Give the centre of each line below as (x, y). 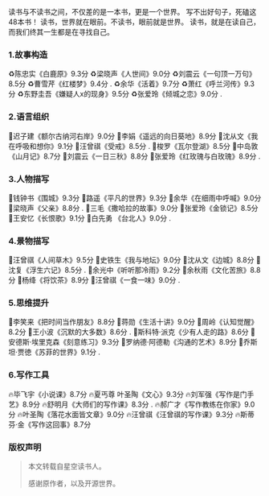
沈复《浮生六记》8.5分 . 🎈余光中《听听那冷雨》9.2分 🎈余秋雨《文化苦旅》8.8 (134, 270)
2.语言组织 (29, 117)
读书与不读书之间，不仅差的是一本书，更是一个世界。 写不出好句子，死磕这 (132, 12)
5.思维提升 (29, 303)
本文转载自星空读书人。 (67, 466)
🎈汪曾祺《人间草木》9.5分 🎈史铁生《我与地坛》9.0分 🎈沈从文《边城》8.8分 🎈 (134, 260)
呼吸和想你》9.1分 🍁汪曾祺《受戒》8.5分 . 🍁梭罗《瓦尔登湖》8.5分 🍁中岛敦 (137, 146)
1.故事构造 (28, 55)
